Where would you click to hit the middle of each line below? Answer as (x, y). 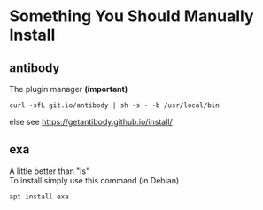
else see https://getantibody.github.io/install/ (91, 122)
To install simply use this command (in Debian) (94, 180)
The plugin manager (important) (69, 89)
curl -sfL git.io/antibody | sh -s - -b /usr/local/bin (114, 105)
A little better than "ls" (50, 171)
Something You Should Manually (131, 16)
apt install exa (39, 197)
